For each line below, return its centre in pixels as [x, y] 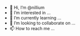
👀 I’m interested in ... [30, 13]
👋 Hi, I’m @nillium [27, 8]
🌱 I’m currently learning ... [35, 18]
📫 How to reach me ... [32, 28]
